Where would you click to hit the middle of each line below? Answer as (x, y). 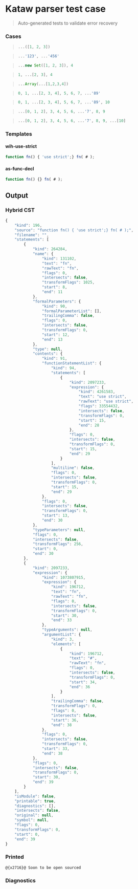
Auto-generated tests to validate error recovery (68, 23)
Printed (15, 857)
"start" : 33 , (56, 749)
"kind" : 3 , (62, 639)
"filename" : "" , (32, 235)
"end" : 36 (80, 687)
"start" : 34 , (83, 682)
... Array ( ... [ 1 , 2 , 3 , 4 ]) (43, 84)
